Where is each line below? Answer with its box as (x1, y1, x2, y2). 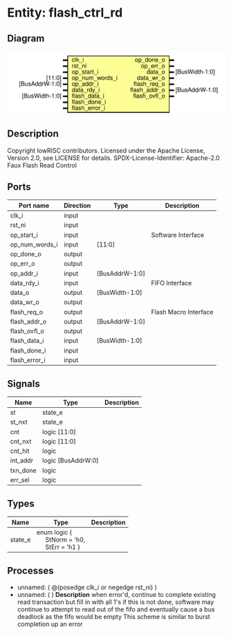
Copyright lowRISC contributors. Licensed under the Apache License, (7, 146, 205, 154)
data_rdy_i (10, 278, 39, 287)
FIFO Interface (151, 278, 192, 287)
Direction (63, 201, 91, 209)
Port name (18, 201, 50, 209)
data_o (10, 289, 30, 297)
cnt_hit (10, 447, 30, 455)
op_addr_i (10, 269, 38, 278)
